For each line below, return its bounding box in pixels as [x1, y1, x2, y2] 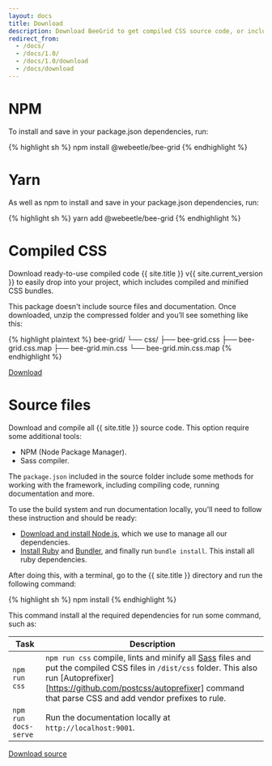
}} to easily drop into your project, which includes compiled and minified [8, 277, 249, 286]
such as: [8, 618, 37, 629]
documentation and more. [8, 488, 95, 498]
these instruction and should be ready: [8, 513, 138, 523]
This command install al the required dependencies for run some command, [8, 610, 261, 620]
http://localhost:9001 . [45, 721, 135, 733]
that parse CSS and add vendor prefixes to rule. [45, 692, 227, 704]
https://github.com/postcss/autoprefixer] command [48, 682, 244, 694]
